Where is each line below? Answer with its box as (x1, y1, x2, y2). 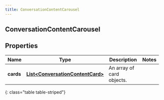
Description (109, 56, 137, 63)
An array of (108, 64, 135, 71)
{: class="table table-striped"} (5, 89, 66, 95)
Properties (5, 42, 38, 50)
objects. (108, 77, 127, 83)
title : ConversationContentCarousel (5, 7, 80, 12)
